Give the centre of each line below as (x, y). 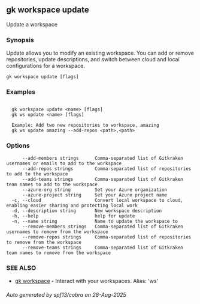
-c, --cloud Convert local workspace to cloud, (98, 200)
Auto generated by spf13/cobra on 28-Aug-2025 (66, 294)
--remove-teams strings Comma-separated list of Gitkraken (103, 248)
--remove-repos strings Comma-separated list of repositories (107, 237)
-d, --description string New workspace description (87, 211)
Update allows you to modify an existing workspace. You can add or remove (100, 53)
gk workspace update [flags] (43, 77)
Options (18, 145)
